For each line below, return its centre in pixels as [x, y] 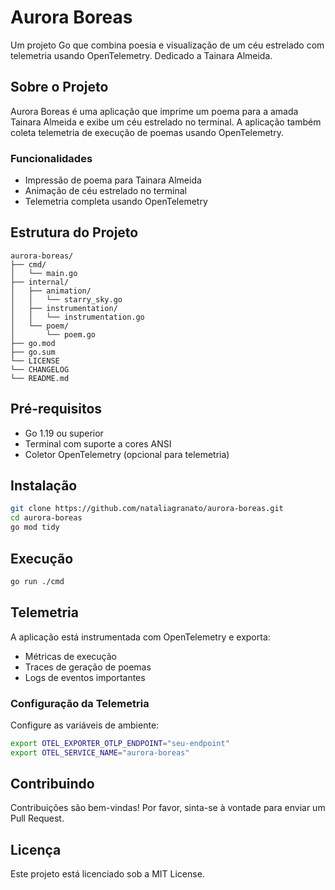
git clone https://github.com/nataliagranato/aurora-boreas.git [147, 509]
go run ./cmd [37, 581]
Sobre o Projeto [59, 87]
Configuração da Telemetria [80, 703]
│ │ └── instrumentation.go [77, 317]
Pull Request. [37, 818]
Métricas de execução [70, 656]
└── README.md [40, 378]
